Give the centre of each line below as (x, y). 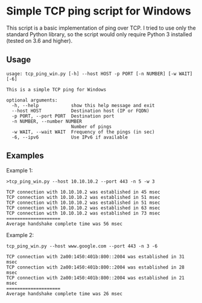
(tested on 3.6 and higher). (39, 41)
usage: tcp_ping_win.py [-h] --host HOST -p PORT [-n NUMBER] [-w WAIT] (99, 74)
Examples (25, 156)
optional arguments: (32, 100)
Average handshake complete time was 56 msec (64, 224)
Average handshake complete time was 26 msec (64, 294)
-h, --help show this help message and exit (83, 105)
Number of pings (91, 126)
